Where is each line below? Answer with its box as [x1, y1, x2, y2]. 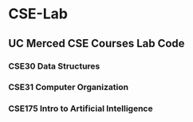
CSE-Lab [8, 5, 68, 23]
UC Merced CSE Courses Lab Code [8, 37, 185, 50]
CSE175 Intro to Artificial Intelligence [8, 103, 153, 114]
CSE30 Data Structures [8, 61, 100, 72]
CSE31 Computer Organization [8, 81, 129, 92]
